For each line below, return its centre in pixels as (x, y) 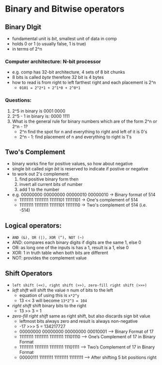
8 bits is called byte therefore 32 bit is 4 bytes (58, 77)
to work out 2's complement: (41, 174)
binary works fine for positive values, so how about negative (72, 164)
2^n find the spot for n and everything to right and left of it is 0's (83, 131)
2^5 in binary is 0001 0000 (39, 111)
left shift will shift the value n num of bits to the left (62, 290)
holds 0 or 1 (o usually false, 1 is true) (49, 44)
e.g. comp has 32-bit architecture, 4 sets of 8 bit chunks (68, 72)
